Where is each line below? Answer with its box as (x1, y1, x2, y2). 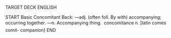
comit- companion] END (5, 27, 56, 33)
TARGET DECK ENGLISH (5, 5, 57, 10)
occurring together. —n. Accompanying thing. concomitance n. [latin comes (5, 20, 166, 26)
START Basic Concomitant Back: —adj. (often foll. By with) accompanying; (5, 14, 162, 20)
